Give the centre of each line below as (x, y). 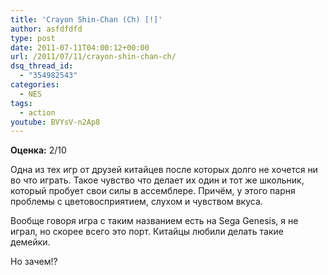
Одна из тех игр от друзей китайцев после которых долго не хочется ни (164, 170)
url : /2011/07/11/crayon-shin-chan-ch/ (93, 57)
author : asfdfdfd (46, 29)
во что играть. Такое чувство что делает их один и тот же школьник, (157, 180)
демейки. (30, 242)
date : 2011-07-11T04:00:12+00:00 (80, 47)
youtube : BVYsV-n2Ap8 (55, 122)
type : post (33, 38)
